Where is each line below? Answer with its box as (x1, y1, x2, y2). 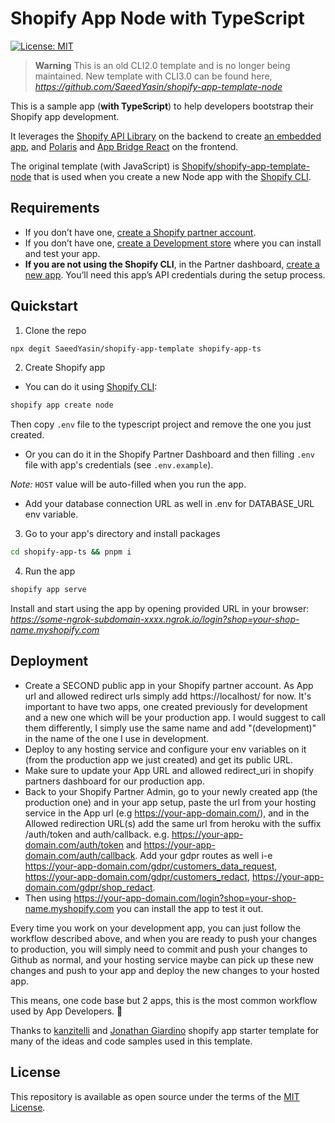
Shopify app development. (10, 110, 120, 122)
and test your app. (24, 247, 101, 259)
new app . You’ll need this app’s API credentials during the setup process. (24, 268, 326, 281)
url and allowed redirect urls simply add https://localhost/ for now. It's (24, 690, 312, 702)
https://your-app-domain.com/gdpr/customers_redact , (24, 870, 250, 882)
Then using (24, 892, 72, 904)
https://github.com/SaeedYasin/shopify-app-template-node (34, 80, 283, 92)
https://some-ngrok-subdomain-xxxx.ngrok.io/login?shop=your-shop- (10, 613, 300, 626)
